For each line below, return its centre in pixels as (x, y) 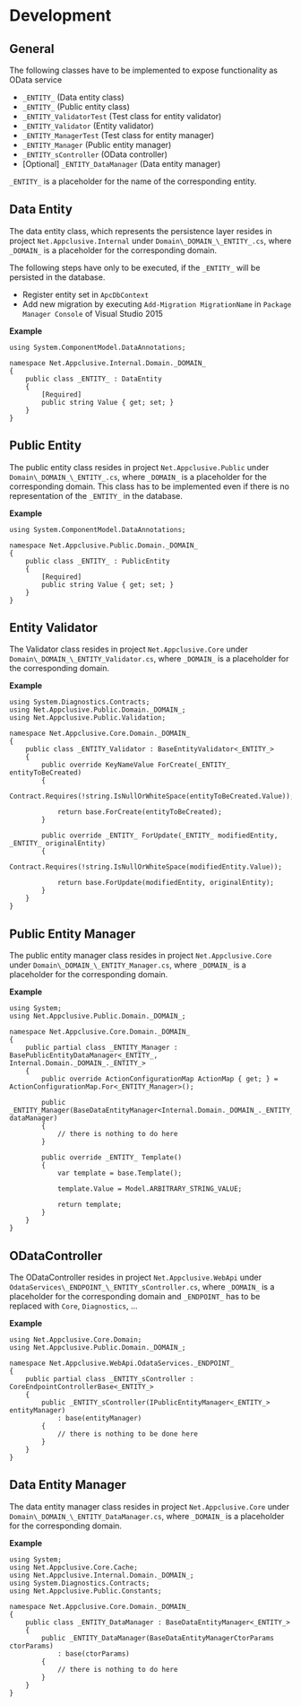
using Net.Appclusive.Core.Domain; (76, 1340)
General (32, 49)
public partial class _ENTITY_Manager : (102, 1048)
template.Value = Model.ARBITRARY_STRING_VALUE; (150, 1189)
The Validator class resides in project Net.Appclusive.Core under (129, 649)
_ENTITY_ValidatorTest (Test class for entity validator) (122, 116)
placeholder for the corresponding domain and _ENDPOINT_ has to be (135, 1297)
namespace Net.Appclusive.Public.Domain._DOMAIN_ (104, 545)
